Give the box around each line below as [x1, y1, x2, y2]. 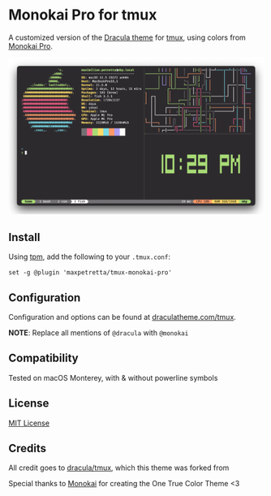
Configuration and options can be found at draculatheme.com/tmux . [8, 312, 237, 321]
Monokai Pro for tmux [8, 6, 157, 24]
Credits [8, 441, 47, 455]
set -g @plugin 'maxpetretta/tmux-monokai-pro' [8, 269, 173, 277]
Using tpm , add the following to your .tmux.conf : [8, 252, 170, 261]
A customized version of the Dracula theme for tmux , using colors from [8, 32, 246, 42]
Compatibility [8, 352, 79, 365]
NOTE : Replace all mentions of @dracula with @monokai [8, 327, 189, 338]
